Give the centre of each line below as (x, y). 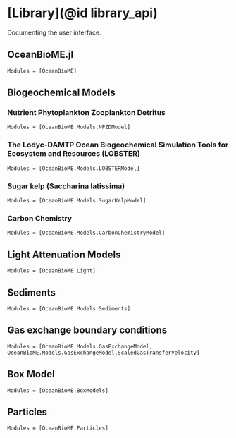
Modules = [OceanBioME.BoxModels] (58, 390)
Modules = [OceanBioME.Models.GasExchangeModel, (80, 346)
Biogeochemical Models (61, 93)
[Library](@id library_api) (82, 13)
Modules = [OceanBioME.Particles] (58, 428)
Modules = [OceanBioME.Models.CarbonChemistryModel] (86, 233)
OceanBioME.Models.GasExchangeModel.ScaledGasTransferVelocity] (104, 353)
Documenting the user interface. (55, 32)
